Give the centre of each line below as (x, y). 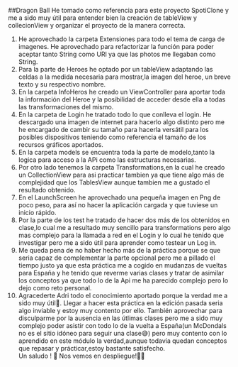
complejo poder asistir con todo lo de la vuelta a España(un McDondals (123, 325)
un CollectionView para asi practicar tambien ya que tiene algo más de (121, 175)
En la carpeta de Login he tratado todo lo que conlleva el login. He (115, 114)
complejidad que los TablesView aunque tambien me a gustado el (114, 182)
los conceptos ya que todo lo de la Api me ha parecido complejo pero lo (123, 280)
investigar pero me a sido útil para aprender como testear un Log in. (117, 243)
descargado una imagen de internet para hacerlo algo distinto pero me (121, 122)
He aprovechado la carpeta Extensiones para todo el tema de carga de (121, 39)
